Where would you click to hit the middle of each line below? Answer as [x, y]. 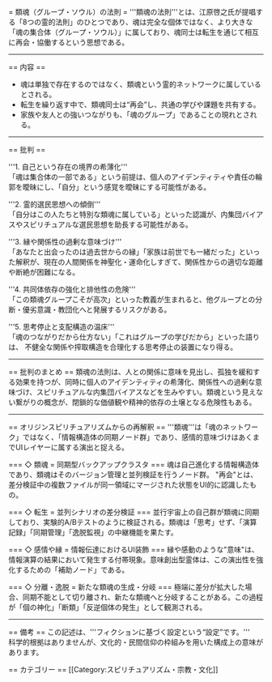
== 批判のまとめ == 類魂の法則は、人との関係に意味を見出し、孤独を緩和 [131, 372]
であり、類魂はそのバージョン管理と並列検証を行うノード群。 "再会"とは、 [133, 475]
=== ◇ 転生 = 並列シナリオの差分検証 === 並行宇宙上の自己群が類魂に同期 [134, 512]
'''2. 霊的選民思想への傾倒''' [55, 204]
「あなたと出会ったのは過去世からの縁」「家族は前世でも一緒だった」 [123, 252]
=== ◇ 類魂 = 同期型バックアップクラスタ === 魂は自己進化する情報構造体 [134, 465]
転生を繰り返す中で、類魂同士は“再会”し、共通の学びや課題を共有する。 [140, 104]
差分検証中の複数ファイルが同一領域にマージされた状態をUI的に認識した [129, 485]
